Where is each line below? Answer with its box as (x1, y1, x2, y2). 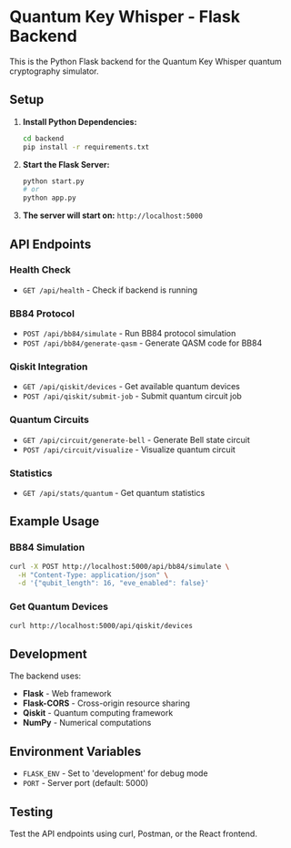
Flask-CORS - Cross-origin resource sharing (22, 698, 191, 708)
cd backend (22, 134, 65, 143)
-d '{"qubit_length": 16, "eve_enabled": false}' (17, 579, 209, 588)
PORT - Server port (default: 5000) (22, 778, 149, 789)
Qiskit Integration (9, 360, 88, 373)
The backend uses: (9, 670, 82, 681)
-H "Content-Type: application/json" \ (17, 570, 169, 580)
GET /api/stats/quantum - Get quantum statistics (22, 488, 206, 498)
